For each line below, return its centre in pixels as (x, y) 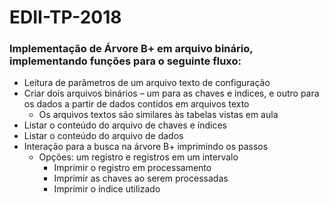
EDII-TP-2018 (65, 17)
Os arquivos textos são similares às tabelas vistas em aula (158, 115)
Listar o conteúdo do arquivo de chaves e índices (125, 125)
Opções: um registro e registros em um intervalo (138, 157)
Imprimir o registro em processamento (132, 168)
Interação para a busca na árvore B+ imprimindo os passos (146, 147)
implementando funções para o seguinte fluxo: (125, 61)
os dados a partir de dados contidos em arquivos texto (136, 104)
